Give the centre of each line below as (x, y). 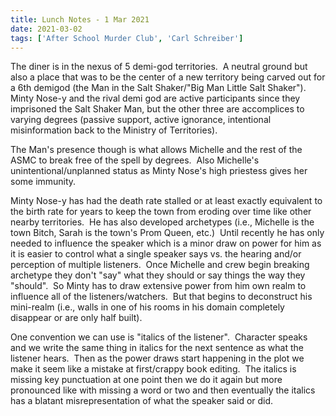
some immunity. (43, 182)
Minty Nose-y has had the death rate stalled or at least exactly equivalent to (166, 201)
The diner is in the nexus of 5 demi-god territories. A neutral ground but (159, 67)
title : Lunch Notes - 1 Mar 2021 (80, 19)
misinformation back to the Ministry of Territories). (114, 130)
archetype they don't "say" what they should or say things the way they (158, 275)
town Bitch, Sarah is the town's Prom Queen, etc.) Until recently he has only (167, 233)
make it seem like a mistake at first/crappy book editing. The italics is (153, 369)
